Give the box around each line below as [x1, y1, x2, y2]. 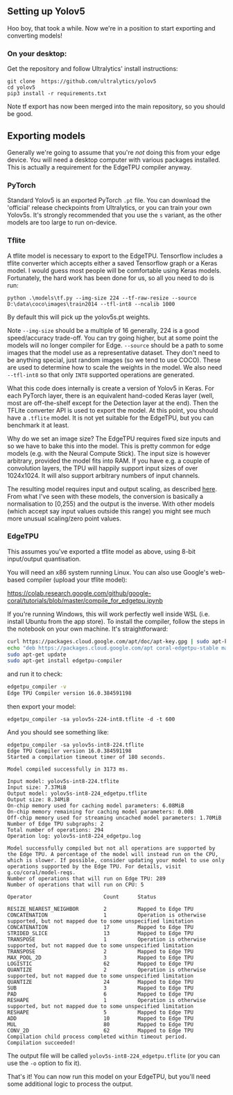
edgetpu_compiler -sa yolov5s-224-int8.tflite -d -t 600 [7, 716, 175, 723]
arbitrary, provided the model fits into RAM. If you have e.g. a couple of [7, 456, 210, 465]
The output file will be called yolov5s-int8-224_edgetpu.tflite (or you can [7, 1052, 221, 1060]
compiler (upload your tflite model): [26, 575, 128, 584]
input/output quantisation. [7, 554, 81, 563]
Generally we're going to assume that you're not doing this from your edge [7, 148, 221, 156]
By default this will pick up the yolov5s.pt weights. [7, 313, 150, 321]
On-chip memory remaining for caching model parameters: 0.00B [7, 809, 194, 816]
